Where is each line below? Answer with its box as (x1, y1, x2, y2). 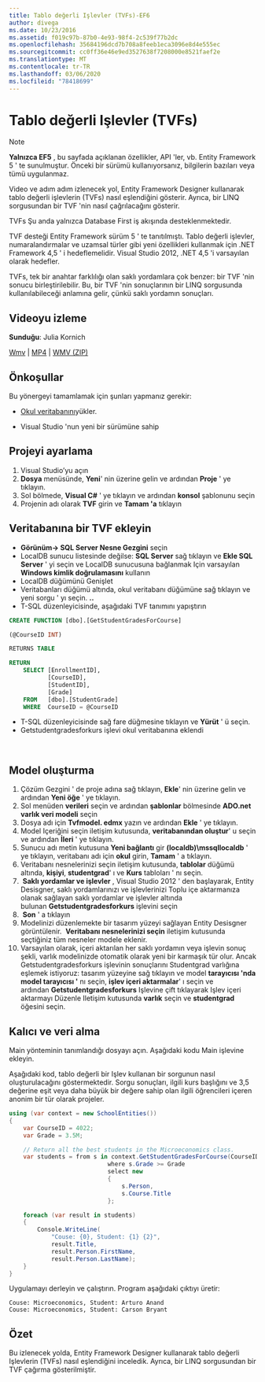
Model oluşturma (9, 763, 95, 777)
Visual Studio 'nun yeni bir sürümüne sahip (20, 422, 160, 431)
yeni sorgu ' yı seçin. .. (20, 593, 94, 602)
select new (107, 1168, 144, 1176)
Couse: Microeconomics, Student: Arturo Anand (9, 1299, 164, 1307)
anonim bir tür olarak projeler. (9, 1095, 105, 1104)
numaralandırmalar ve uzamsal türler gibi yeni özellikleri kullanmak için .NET (9, 240, 255, 249)
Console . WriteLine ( (37, 1225, 101, 1234)
